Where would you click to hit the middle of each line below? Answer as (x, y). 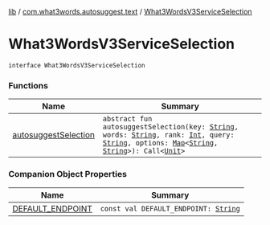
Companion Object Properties (67, 174)
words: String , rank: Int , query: (168, 135)
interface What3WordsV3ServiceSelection (77, 65)
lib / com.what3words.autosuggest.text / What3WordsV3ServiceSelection (130, 12)
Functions (28, 85)
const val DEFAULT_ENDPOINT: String (170, 209)
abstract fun (127, 119)
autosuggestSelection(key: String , (170, 127)
